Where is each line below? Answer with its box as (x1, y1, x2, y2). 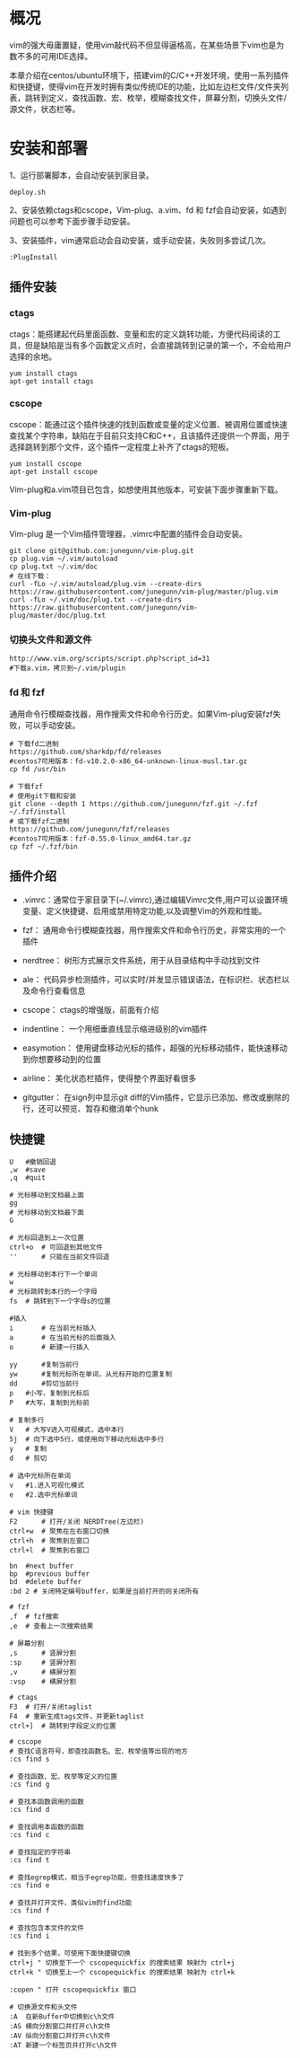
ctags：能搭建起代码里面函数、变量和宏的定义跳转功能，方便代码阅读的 (9, 329, 273, 339)
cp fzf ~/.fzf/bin (9, 841, 78, 851)
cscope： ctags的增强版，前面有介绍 (21, 1004, 159, 1015)
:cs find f (9, 1906, 50, 1915)
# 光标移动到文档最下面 (9, 1209, 85, 1218)
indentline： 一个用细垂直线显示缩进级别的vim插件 (21, 1023, 208, 1033)
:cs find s (9, 1755, 50, 1764)
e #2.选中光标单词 (9, 1491, 78, 1500)
